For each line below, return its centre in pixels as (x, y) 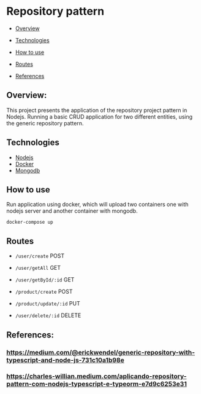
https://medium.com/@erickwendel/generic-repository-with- (100, 352)
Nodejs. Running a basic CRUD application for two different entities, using (100, 116)
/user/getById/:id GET (45, 280)
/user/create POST (40, 256)
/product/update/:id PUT (48, 304)
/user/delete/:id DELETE (48, 315)
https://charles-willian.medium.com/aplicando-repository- (97, 376)
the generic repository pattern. (45, 123)
